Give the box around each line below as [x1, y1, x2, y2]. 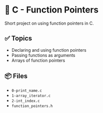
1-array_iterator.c [11, 93, 51, 98]
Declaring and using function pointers [11, 47, 87, 53]
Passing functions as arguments [11, 52, 76, 58]
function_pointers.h [11, 103, 53, 108]
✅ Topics [4, 34, 32, 42]
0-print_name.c [11, 88, 42, 93]
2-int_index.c [11, 99, 40, 103]
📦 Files [4, 72, 28, 80]
